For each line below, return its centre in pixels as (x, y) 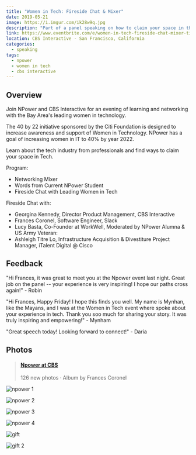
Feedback (24, 264)
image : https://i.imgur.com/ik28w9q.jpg (56, 22)
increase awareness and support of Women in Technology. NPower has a (94, 133)
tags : (13, 55)
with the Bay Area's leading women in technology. (66, 115)
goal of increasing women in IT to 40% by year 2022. (70, 139)
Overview (24, 95)
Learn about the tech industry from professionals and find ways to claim (93, 150)
